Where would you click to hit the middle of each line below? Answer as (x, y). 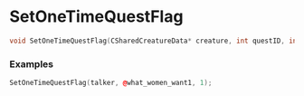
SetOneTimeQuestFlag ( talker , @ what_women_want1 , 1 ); (111, 83)
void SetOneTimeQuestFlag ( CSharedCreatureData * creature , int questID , (147, 41)
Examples (32, 63)
